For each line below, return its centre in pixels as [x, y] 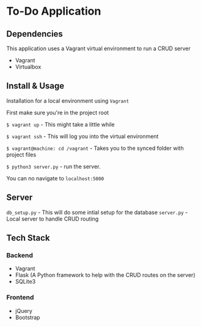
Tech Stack [28, 238]
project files [21, 155]
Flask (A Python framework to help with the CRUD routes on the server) [105, 275]
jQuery [24, 310]
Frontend [20, 298]
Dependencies [35, 34]
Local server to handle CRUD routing [53, 219]
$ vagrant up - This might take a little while [60, 124]
